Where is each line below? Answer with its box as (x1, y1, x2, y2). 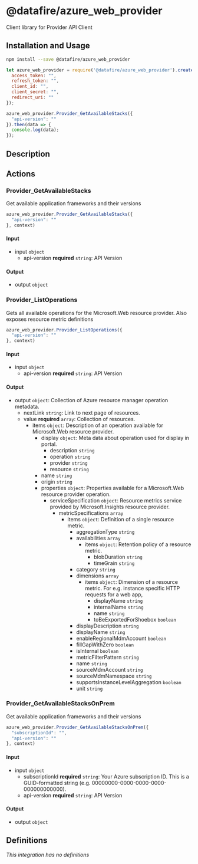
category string (76, 566, 116, 573)
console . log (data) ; (11, 127, 60, 133)
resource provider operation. (41, 491, 111, 498)
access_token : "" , (11, 73, 57, 78)
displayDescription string (76, 622, 139, 629)
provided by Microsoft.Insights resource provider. (49, 503, 170, 510)
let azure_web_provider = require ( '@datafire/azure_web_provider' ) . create (6, 67, 194, 73)
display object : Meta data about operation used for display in (41, 434, 190, 441)
